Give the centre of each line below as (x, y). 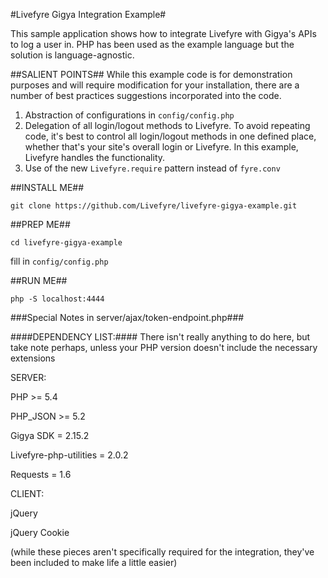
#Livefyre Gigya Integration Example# (88, 14)
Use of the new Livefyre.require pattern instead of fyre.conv (152, 168)
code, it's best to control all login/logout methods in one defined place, (170, 136)
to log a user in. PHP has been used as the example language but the (152, 44)
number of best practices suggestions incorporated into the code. (146, 95)
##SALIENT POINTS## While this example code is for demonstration (151, 74)
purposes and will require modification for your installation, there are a (155, 85)
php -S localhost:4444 (57, 299)
